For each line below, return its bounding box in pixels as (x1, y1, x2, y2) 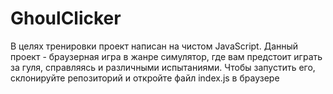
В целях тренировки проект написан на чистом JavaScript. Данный (10, 40, 299, 52)
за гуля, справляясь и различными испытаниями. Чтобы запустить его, (10, 61, 316, 73)
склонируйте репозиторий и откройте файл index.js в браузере (10, 72, 280, 84)
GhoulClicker (10, 7, 122, 30)
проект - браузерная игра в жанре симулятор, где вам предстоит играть (10, 50, 323, 62)
